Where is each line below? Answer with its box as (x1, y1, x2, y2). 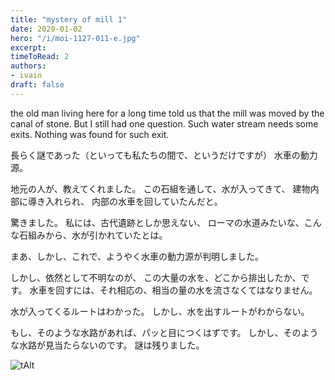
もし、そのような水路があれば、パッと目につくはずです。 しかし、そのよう (10, 326, 319, 338)
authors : (10, 61, 47, 71)
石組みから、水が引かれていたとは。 (18, 229, 168, 241)
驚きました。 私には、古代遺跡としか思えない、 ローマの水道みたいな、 (10, 216, 305, 228)
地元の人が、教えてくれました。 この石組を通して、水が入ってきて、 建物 (10, 182, 311, 195)
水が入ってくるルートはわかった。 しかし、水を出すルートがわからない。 (10, 305, 310, 317)
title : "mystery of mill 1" (10, 14, 128, 25)
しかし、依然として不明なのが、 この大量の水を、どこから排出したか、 (10, 271, 302, 283)
